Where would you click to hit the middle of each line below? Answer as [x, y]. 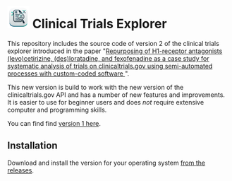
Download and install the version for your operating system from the [106, 163]
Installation [32, 146]
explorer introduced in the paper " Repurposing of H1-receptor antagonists [115, 51]
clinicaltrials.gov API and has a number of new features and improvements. [116, 95]
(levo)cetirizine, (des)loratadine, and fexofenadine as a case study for [108, 58]
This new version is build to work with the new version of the [96, 87]
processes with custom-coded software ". [68, 74]
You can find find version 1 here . [54, 123]
